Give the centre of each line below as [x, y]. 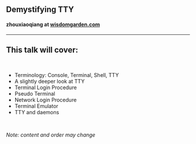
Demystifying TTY [40, 10]
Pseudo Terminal [35, 94]
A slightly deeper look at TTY [50, 82]
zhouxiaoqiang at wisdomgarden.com [53, 24]
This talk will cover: [42, 50]
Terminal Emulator [36, 106]
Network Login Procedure [45, 100]
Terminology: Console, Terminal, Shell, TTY [66, 75]
